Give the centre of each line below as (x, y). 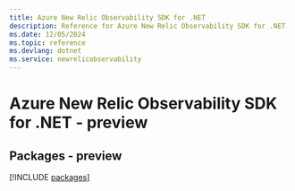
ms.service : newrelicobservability (76, 59)
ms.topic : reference (48, 43)
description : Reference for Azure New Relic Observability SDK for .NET (147, 26)
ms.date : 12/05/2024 (48, 34)
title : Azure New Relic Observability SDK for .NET (107, 17)
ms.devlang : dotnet (46, 51)
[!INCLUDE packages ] (50, 177)
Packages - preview (66, 156)
